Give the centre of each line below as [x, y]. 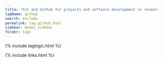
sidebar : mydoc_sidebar [29, 28]
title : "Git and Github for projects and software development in [73, 9]
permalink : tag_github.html [33, 23]
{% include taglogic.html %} [33, 46]
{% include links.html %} [30, 55]
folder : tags [18, 32]
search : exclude [21, 18]
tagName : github [21, 14]
